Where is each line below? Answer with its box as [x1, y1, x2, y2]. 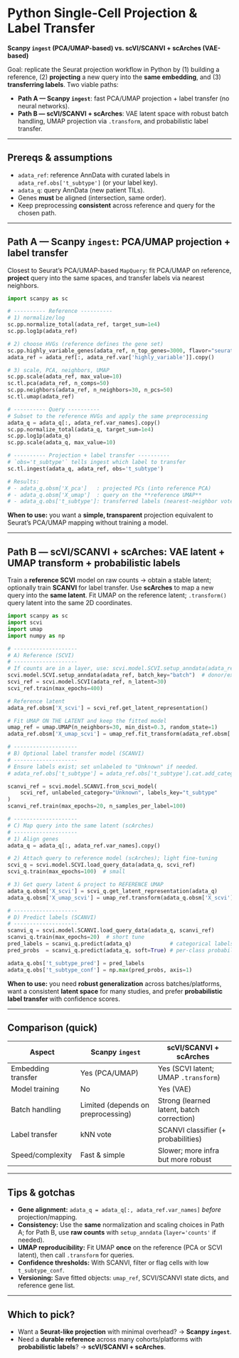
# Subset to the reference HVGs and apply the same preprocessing [7, 412, 208, 420]
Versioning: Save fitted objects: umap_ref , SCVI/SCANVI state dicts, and [17, 1274, 229, 1282]
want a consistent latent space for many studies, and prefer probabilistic [7, 987, 223, 995]
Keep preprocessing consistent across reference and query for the [17, 201, 216, 210]
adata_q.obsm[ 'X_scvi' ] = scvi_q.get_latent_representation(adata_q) [7, 888, 218, 895]
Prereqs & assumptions [7, 152, 113, 164]
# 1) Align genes [7, 835, 59, 843]
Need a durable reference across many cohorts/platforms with [17, 1334, 203, 1343]
